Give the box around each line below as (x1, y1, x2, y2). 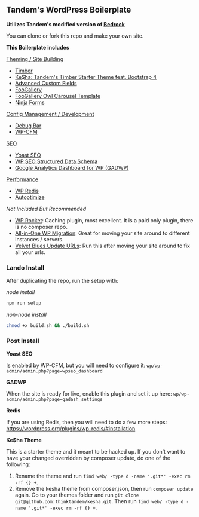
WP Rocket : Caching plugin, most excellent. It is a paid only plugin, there (14, 216, 194, 224)
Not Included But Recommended (6, 205, 87, 212)
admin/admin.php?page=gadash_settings (6, 397, 103, 403)
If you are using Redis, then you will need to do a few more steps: (6, 418, 167, 426)
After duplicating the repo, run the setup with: (6, 277, 118, 284)
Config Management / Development (6, 110, 94, 117)
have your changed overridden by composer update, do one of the (6, 454, 171, 462)
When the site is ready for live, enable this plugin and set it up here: (6, 390, 172, 397)
